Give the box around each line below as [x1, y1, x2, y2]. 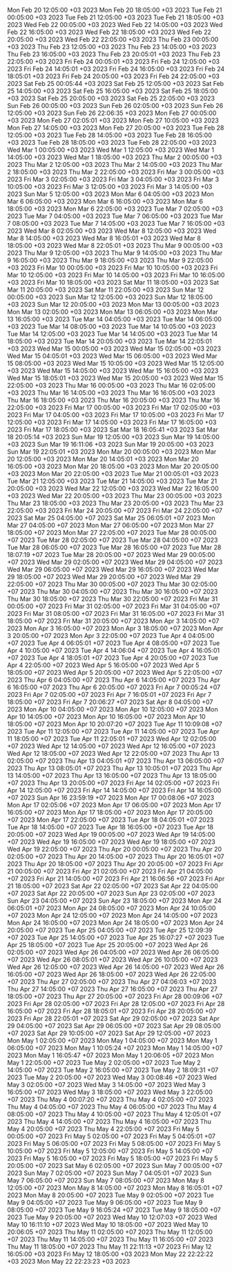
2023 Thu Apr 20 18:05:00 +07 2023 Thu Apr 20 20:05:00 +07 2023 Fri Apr [7, 860, 224, 868]
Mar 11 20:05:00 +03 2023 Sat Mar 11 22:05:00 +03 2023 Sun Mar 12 [7, 285, 204, 294]
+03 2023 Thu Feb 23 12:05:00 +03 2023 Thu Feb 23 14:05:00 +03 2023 [7, 43, 217, 51]
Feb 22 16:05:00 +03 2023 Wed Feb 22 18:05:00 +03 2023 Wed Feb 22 [7, 28, 212, 36]
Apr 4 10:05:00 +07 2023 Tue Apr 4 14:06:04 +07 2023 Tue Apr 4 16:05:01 [7, 646, 220, 654]
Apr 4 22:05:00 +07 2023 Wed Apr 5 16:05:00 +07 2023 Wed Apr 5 [7, 661, 200, 669]
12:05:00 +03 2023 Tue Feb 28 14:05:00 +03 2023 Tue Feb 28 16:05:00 [7, 131, 212, 139]
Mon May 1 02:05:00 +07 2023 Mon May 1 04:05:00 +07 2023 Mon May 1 [7, 1036, 217, 1045]
